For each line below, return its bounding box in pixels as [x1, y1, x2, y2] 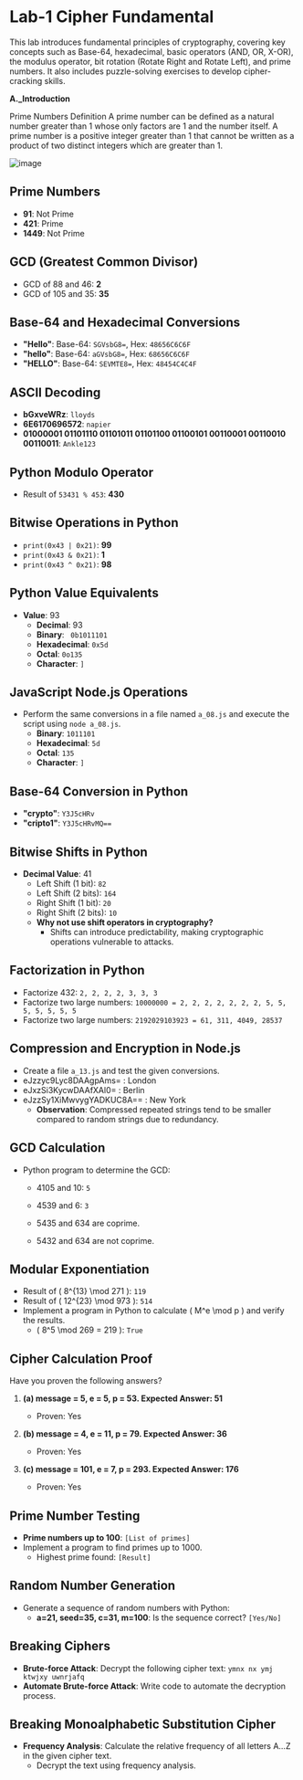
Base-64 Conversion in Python [9, 784, 189, 799]
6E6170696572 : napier [22, 418, 111, 430]
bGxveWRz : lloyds [22, 409, 96, 420]
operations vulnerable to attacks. [49, 936, 174, 947]
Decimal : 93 [36, 619, 84, 630]
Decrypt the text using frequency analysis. [36, 1760, 196, 1771]
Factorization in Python [9, 963, 145, 978]
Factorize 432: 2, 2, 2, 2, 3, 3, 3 [22, 986, 158, 997]
